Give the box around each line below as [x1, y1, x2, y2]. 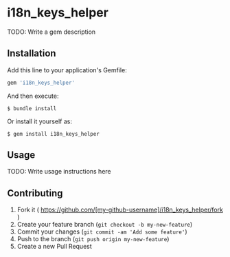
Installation [7, 48, 56, 59]
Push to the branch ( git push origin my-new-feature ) [16, 235, 170, 243]
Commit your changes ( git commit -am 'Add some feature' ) [16, 227, 187, 236]
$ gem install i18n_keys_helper [7, 130, 100, 137]
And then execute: [7, 92, 59, 100]
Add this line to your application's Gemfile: [7, 65, 127, 74]
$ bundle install [7, 105, 57, 112]
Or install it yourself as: [7, 117, 72, 125]
